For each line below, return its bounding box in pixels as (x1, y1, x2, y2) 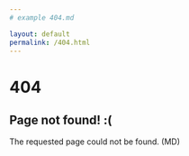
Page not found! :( (9, 112, 112, 127)
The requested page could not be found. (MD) (9, 136, 181, 147)
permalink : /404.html (9, 38, 91, 47)
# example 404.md (9, 13, 75, 23)
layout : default (9, 29, 70, 39)
